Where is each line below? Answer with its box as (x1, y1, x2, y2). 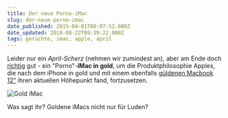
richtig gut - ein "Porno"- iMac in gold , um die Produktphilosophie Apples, (7, 62, 216, 70)
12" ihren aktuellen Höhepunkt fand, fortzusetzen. (7, 76, 148, 84)
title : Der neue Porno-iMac (7, 10, 88, 17)
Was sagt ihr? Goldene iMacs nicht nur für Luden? (7, 103, 149, 111)
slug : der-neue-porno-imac (7, 16, 84, 23)
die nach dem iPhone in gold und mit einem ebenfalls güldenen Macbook (7, 69, 214, 78)
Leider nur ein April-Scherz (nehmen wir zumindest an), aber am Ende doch (7, 54, 222, 62)
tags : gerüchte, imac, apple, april (7, 36, 112, 43)
